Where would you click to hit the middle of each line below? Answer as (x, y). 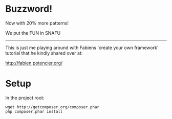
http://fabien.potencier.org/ (34, 63)
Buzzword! (29, 9)
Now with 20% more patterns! (37, 23)
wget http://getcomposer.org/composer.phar (52, 107)
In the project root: (25, 98)
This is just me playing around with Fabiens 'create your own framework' (82, 47)
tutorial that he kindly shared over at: (44, 53)
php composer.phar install (34, 111)
